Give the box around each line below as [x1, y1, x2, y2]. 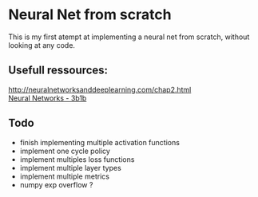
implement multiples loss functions [19, 154, 135, 164]
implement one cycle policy [19, 146, 110, 156]
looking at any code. [8, 40, 76, 49]
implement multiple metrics [19, 171, 110, 181]
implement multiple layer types [19, 163, 121, 172]
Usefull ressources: [8, 64, 109, 77]
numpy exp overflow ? [19, 179, 93, 189]
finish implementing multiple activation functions [19, 137, 180, 147]
